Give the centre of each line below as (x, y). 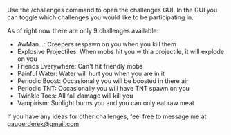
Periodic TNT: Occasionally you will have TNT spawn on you (103, 88)
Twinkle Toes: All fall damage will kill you (75, 96)
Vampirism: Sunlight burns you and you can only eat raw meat (106, 103)
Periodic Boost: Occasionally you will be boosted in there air (103, 81)
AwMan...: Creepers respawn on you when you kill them (96, 44)
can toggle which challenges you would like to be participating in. (100, 17)
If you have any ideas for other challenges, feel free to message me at (107, 116)
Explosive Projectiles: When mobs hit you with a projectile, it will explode (121, 52)
